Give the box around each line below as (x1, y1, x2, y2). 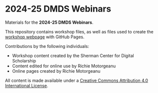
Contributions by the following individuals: (5, 43, 89, 49)
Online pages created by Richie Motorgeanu (12, 68, 101, 74)
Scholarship (12, 58, 36, 63)
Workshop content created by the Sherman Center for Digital (12, 52, 134, 59)
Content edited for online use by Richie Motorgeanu (12, 63, 116, 69)
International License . (5, 82, 49, 88)
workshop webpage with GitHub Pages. (5, 34, 85, 40)
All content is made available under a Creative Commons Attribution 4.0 (5, 77, 148, 83)
